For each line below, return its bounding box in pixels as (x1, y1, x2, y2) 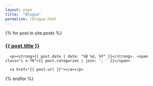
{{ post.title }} (5, 43, 40, 50)
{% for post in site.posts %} (5, 30, 62, 36)
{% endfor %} (5, 76, 34, 82)
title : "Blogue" (5, 12, 41, 17)
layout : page (5, 7, 32, 12)
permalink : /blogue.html (5, 16, 57, 21)
